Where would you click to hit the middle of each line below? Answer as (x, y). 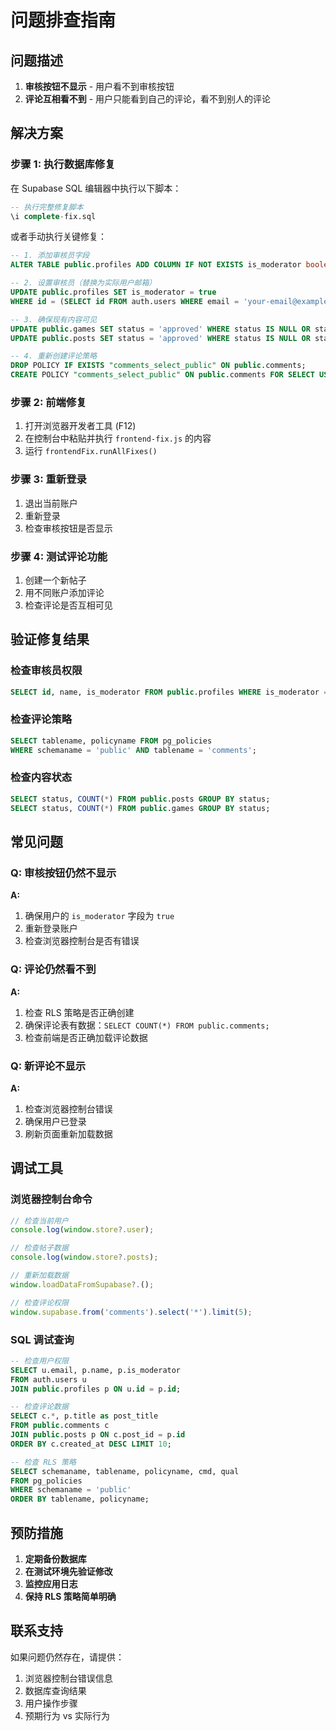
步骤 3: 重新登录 (48, 479)
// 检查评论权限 (39, 1302)
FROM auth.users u (48, 1379)
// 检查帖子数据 (39, 1248)
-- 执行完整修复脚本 (47, 207)
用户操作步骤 (51, 1703)
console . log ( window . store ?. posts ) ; (84, 1257)
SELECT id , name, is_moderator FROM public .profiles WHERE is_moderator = (169, 692)
